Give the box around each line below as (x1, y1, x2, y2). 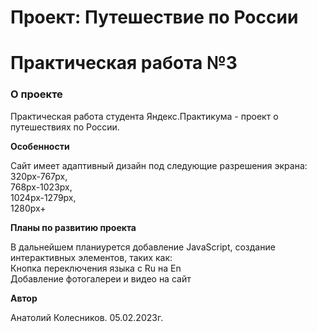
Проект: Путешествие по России (10, 6, 299, 29)
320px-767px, (10, 170, 68, 182)
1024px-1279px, (10, 191, 77, 203)
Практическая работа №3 (10, 52, 238, 75)
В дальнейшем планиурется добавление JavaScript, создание (10, 241, 276, 253)
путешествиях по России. (10, 121, 120, 133)
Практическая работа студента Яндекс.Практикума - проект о (10, 110, 279, 122)
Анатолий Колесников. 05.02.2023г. (10, 311, 164, 323)
